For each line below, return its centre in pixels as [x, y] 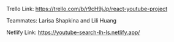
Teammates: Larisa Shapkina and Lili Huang [62, 20]
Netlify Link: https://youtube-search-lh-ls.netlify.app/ [73, 32]
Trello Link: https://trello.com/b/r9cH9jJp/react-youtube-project [87, 9]
